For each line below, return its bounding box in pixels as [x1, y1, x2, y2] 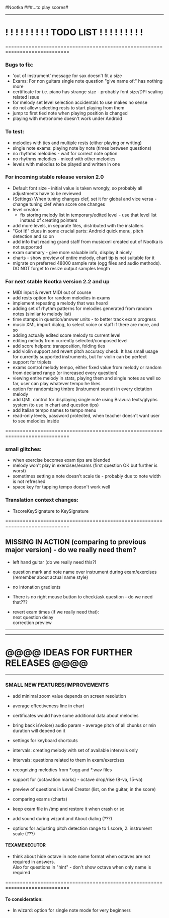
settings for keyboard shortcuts [12, 737, 78, 743]
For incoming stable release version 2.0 [5, 173, 104, 180]
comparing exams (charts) [12, 796, 68, 802]
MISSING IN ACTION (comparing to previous [5, 538, 147, 546]
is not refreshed [12, 478, 46, 484]
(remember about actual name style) [12, 574, 89, 580]
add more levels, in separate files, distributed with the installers [12, 222, 144, 228]
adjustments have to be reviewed [12, 190, 81, 196]
